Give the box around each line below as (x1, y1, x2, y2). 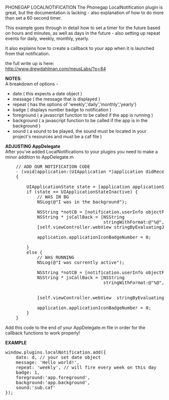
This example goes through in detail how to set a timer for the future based (5, 25, 160, 31)
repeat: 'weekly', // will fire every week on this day (16, 365, 157, 370)
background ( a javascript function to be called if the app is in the (12, 118, 148, 123)
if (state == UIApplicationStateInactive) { (26, 189, 138, 195)
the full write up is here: (5, 61, 54, 66)
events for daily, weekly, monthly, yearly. (5, 35, 90, 41)
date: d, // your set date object (16, 355, 101, 360)
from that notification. (5, 50, 50, 56)
